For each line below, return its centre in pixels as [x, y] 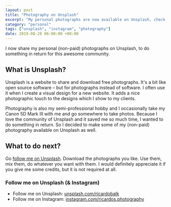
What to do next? [33, 146]
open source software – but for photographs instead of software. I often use [85, 87]
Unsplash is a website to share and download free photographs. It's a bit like [86, 82]
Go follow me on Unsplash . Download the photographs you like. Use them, [83, 158]
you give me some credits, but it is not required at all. [61, 169]
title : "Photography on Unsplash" [42, 15]
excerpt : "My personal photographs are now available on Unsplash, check [86, 19]
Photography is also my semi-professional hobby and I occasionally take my [85, 108]
